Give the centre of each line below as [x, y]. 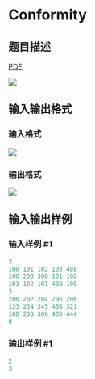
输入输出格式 [40, 109]
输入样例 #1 [30, 244]
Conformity [47, 15]
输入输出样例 [40, 219]
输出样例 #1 [30, 343]
